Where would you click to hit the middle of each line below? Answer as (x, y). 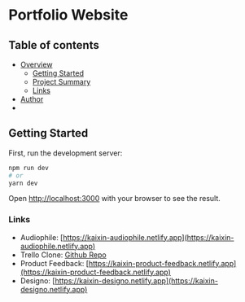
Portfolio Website (68, 15)
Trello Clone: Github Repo (63, 255)
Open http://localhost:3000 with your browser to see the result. (115, 199)
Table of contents (54, 45)
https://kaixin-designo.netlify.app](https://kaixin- (136, 280)
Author (32, 99)
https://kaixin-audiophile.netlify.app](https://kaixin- (148, 237)
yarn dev (23, 183)
